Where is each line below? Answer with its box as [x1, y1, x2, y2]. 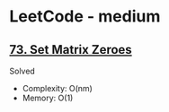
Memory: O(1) [22, 92, 74, 103]
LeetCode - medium [9, 6, 161, 27]
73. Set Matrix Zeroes [9, 42, 132, 57]
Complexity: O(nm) [22, 83, 93, 93]
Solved [9, 65, 36, 76]
